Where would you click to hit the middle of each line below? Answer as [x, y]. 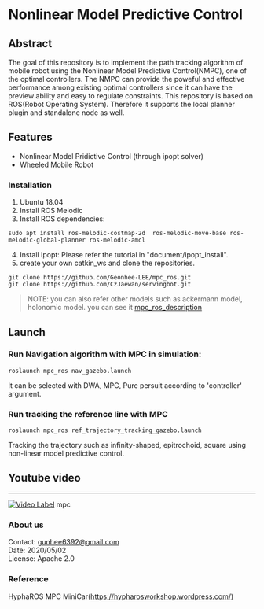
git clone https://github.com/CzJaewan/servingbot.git [100, 285]
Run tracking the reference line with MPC [88, 414]
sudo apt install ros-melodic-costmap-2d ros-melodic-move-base [117, 234]
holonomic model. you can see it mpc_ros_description [115, 308]
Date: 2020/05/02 [37, 550]
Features [30, 137]
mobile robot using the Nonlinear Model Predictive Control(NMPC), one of [128, 71]
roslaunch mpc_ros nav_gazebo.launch [70, 371]
